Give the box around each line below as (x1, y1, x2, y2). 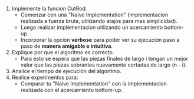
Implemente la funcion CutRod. (11, 5, 87, 12)
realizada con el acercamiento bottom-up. (20, 87, 123, 93)
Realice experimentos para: (11, 74, 78, 81)
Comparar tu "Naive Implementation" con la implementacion (20, 80, 167, 87)
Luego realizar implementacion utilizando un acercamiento (20, 24, 163, 31)
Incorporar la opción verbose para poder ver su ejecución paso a (20, 37, 180, 43)
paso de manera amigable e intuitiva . (20, 42, 113, 49)
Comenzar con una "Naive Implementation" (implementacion (20, 11, 169, 18)
